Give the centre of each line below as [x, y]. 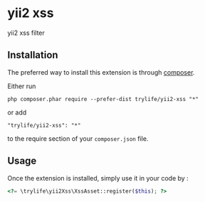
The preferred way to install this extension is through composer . [101, 72]
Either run [22, 86]
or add [17, 112]
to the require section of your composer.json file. [78, 138]
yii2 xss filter [26, 33]
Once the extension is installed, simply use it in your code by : [98, 178]
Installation [33, 55]
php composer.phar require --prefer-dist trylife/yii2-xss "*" [103, 99]
